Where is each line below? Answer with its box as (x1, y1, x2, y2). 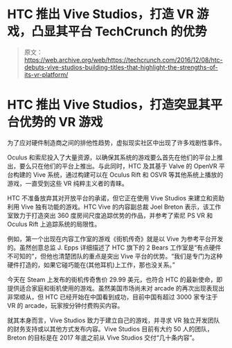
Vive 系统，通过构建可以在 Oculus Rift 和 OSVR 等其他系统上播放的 (33, 171, 224, 179)
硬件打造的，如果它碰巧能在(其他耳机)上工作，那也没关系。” (7, 261, 175, 269)
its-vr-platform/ (24, 70, 69, 78)
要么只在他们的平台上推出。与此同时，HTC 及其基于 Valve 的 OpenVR (19, 162, 217, 170)
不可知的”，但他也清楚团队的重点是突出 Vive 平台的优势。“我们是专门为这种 (7, 252, 223, 260)
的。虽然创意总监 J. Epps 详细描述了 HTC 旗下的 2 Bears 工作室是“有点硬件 (7, 243, 222, 252)
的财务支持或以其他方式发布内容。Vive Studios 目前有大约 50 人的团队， (7, 324, 213, 333)
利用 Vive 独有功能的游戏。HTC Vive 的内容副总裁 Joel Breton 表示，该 (7, 202, 209, 211)
